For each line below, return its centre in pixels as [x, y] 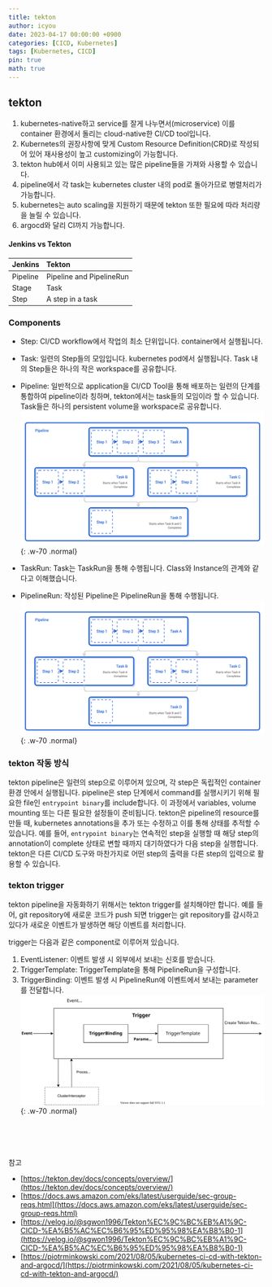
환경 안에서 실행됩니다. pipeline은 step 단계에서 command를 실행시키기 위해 [130, 793]
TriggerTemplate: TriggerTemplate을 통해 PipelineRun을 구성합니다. [130, 970]
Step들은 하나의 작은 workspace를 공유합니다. [103, 368]
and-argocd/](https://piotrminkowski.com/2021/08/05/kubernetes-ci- [136, 1265]
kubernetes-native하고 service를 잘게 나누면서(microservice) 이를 [127, 123]
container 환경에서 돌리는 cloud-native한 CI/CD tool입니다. [115, 134]
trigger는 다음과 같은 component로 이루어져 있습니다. [94, 942]
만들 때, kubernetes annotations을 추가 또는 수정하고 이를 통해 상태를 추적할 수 [134, 823]
